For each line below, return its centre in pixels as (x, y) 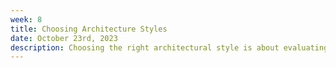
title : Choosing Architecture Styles (89, 29)
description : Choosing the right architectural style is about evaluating (169, 47)
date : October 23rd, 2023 (64, 38)
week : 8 (26, 19)
